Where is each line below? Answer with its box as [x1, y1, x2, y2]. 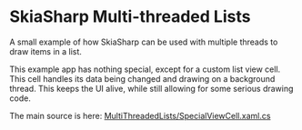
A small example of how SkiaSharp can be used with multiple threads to [9, 36, 278, 47]
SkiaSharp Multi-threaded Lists [9, 6, 251, 27]
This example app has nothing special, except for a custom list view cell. [9, 64, 281, 75]
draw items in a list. [9, 45, 82, 56]
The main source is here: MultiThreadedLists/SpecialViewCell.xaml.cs [9, 110, 271, 121]
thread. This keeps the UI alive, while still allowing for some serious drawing [9, 83, 294, 94]
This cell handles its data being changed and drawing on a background [9, 73, 276, 84]
